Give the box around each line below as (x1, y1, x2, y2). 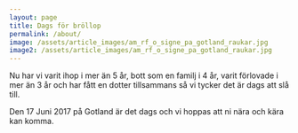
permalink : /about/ (9, 29, 82, 38)
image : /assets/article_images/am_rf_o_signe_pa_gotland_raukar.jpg (9, 37, 269, 47)
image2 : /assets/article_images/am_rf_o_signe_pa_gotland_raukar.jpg (9, 46, 273, 55)
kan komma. (9, 116, 54, 127)
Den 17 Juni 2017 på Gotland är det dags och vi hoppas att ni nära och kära (9, 106, 285, 117)
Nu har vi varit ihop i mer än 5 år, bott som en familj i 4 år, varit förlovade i (9, 70, 278, 81)
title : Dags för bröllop (9, 21, 101, 30)
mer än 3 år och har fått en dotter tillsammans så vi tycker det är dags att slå (9, 80, 289, 90)
